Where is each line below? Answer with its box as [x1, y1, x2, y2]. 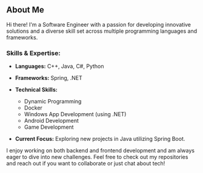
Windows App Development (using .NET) [24, 111, 127, 118]
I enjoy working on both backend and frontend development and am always [6, 147, 195, 154]
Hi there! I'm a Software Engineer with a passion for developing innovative [6, 21, 191, 28]
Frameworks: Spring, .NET [15, 74, 83, 82]
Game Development [24, 123, 74, 131]
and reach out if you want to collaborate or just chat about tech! [6, 160, 165, 167]
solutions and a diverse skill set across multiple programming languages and [6, 27, 198, 34]
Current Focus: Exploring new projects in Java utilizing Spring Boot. [15, 135, 185, 143]
